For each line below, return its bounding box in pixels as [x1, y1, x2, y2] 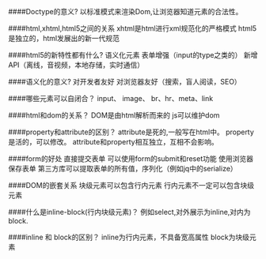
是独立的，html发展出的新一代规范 [8, 34, 120, 43]
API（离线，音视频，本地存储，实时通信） [8, 60, 145, 69]
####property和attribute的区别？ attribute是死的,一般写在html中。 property [8, 127, 255, 137]
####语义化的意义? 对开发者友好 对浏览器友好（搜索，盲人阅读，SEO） [8, 77, 241, 86]
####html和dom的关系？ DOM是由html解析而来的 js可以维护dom [8, 111, 220, 120]
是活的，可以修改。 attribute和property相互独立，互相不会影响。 [8, 137, 219, 146]
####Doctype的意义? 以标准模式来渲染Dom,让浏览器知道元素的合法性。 [8, 7, 243, 16]
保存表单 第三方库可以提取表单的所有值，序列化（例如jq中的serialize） [8, 164, 237, 173]
